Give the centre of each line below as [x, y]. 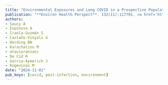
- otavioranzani [22, 51]
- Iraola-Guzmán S [24, 33]
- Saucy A [15, 24]
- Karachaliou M [22, 47]
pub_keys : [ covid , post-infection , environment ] [57, 75]
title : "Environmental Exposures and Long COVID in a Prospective [76, 10]
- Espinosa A [19, 28]
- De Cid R [16, 56]
